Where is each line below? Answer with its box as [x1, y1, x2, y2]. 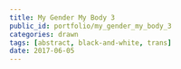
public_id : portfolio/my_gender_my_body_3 [9, 22, 172, 30]
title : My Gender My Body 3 [9, 13, 116, 22]
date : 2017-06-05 [9, 47, 75, 56]
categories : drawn [9, 30, 79, 39]
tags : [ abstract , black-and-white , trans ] [9, 38, 172, 47]
